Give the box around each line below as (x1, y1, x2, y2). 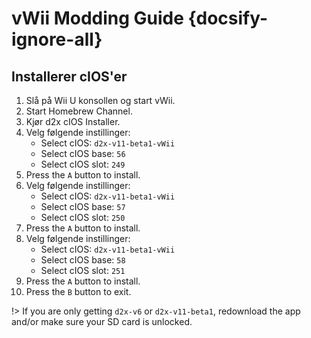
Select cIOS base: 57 (40, 201, 126, 212)
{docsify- (187, 7, 269, 30)
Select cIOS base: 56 (40, 148, 126, 159)
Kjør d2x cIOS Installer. (25, 116, 121, 127)
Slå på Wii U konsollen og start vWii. (25, 95, 176, 106)
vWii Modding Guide (11, 7, 184, 30)
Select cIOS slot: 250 (40, 212, 126, 223)
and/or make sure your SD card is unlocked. (11, 316, 193, 327)
